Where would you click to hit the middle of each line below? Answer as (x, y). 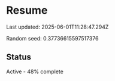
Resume (27, 10)
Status (19, 57)
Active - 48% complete (35, 71)
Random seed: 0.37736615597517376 (52, 38)
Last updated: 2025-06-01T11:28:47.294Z (57, 27)
